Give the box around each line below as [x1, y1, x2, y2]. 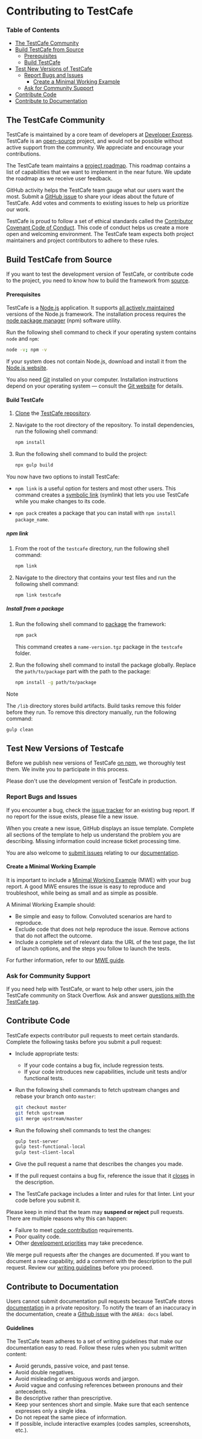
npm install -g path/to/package [14, 679, 96, 685]
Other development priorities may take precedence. [14, 1239, 144, 1247]
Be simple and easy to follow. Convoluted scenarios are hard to [14, 912, 172, 920]
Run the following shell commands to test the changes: [14, 1126, 152, 1134]
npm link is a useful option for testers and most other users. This [14, 485, 176, 492]
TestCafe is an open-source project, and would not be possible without [6, 137, 183, 145]
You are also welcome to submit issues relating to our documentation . [6, 849, 180, 857]
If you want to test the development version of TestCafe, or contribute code [6, 270, 194, 278]
